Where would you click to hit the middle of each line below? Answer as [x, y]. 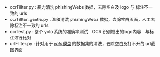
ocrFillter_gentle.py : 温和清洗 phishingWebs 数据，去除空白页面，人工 [80, 19]
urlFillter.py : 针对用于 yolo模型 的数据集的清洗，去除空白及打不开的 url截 [82, 44]
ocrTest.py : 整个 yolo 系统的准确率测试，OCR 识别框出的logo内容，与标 [82, 31]
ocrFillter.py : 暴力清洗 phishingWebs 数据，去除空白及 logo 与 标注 [77, 7]
